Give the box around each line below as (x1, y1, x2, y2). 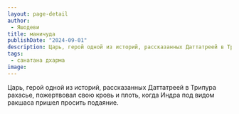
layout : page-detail (7, 10, 69, 18)
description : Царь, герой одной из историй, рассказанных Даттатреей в (7, 43, 224, 51)
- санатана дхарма (10, 57, 65, 64)
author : (7, 17, 31, 24)
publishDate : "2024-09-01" (7, 37, 87, 44)
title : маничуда (7, 30, 55, 38)
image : (7, 63, 27, 71)
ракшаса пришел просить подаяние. (7, 98, 119, 107)
